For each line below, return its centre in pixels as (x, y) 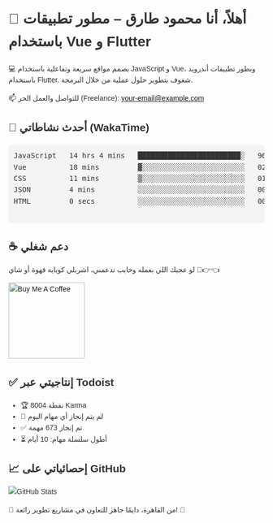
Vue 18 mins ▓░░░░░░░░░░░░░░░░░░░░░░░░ (129, 167)
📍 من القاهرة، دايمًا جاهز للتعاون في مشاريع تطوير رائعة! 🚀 (97, 510)
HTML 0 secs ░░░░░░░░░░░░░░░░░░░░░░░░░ (129, 201)
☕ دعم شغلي (39, 246)
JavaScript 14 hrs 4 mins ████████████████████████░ (129, 156)
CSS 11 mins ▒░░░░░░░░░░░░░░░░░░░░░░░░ (129, 178)
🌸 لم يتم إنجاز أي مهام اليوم (62, 417)
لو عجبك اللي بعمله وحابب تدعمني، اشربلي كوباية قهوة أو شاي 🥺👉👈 (114, 270)
